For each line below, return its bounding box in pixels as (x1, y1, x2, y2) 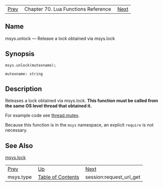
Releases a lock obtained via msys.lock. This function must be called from (5, 98, 158, 104)
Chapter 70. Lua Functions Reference (24, 6, 112, 12)
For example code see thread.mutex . (5, 113, 80, 119)
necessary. (5, 127, 28, 133)
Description (5, 85, 42, 93)
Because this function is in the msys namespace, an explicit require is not (5, 122, 154, 128)
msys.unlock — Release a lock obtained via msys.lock (5, 35, 115, 41)
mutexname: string (5, 71, 43, 76)
